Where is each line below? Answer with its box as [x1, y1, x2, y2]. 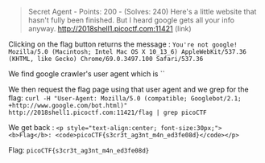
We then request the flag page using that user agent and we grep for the [8, 84, 249, 94]
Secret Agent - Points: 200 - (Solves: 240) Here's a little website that [27, 7, 257, 16]
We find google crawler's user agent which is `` [8, 69, 165, 79]
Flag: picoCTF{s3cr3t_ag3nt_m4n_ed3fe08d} [8, 145, 150, 155]
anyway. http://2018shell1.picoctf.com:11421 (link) [27, 24, 192, 33]
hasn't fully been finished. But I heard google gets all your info [27, 15, 235, 25]
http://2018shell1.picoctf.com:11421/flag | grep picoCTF [8, 108, 207, 116]
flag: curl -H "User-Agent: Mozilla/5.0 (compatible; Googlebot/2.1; [8, 93, 242, 103]
